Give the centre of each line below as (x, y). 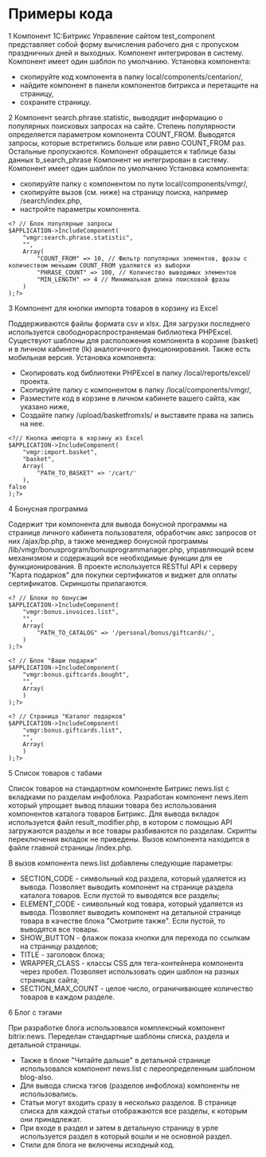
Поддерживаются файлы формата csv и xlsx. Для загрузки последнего (129, 323)
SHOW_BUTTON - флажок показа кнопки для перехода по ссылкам (135, 937)
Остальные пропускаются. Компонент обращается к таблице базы (122, 151)
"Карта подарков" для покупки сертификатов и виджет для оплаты (123, 575)
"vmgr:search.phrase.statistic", (78, 237)
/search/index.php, (51, 201)
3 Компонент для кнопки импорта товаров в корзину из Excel (113, 308)
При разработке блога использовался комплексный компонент (117, 1027)
